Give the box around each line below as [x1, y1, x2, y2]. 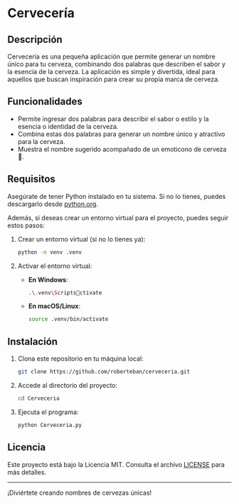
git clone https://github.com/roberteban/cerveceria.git [17, 369, 191, 376]
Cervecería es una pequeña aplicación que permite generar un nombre [7, 52, 216, 61]
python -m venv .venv [17, 248, 82, 256]
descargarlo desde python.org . [7, 200, 98, 208]
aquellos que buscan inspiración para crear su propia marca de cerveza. [7, 75, 220, 83]
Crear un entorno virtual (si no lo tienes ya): [17, 235, 146, 243]
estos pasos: [7, 221, 45, 230]
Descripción [7, 34, 63, 46]
